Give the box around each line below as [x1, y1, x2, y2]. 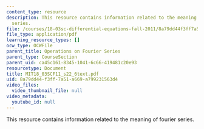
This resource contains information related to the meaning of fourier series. [6, 116, 194, 123]
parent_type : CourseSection [6, 54, 78, 60]
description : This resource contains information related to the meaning [6, 15, 197, 21]
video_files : [6, 82, 39, 88]
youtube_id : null [12, 99, 56, 105]
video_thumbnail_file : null [12, 88, 83, 94]
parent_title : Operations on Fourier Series [6, 48, 121, 55]
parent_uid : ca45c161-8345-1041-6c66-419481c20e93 [6, 59, 137, 65]
